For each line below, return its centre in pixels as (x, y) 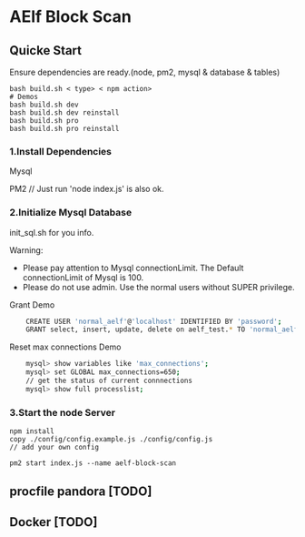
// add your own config (54, 448)
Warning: (26, 250)
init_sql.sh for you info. (52, 232)
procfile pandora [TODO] (81, 491)
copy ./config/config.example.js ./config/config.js (111, 440)
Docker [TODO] (54, 522)
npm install (32, 431)
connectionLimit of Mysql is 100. (83, 277)
